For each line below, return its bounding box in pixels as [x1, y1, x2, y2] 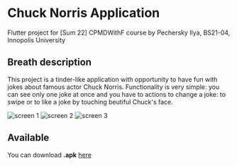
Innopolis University [7, 35, 66, 44]
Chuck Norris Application [7, 5, 160, 21]
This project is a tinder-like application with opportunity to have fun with [7, 75, 218, 83]
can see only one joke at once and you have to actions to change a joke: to [7, 90, 226, 98]
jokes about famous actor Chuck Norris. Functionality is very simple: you [7, 83, 220, 91]
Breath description [7, 57, 92, 69]
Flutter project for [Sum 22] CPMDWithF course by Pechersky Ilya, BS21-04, [7, 28, 231, 37]
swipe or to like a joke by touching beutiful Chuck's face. [7, 97, 174, 106]
